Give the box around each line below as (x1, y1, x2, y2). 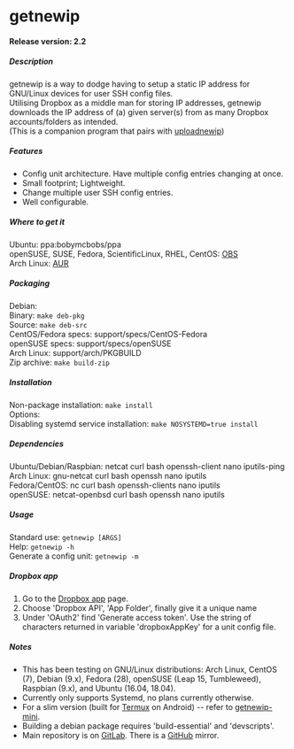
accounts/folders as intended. (9, 116, 119, 127)
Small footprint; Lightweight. (21, 177, 126, 188)
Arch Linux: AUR (9, 258, 69, 268)
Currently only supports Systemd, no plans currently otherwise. (21, 692, 254, 703)
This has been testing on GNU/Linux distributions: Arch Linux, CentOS (21, 664, 277, 675)
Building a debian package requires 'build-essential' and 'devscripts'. (21, 720, 275, 731)
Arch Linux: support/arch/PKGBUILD (9, 347, 142, 358)
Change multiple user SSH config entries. (21, 187, 174, 197)
